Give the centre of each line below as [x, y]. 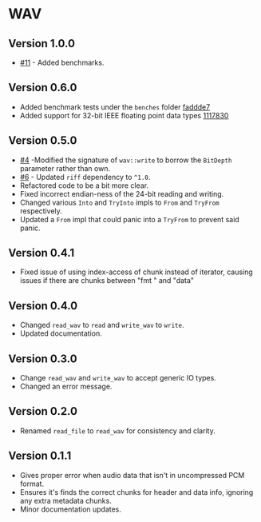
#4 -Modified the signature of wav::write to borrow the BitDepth [126, 160]
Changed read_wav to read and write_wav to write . [102, 325]
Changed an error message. [66, 387]
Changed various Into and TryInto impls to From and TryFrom [119, 202]
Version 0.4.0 [43, 306]
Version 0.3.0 [43, 359]
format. [32, 484]
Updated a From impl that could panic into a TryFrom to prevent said [129, 219]
